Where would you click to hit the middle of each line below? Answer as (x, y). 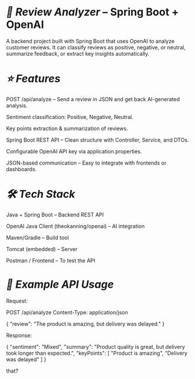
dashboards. (22, 169)
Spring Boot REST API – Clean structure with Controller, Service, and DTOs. (97, 140)
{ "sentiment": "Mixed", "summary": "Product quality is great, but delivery (95, 346)
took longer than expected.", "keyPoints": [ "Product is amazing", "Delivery (97, 353)
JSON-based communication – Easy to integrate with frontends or (86, 163)
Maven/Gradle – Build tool (38, 237)
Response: (19, 335)
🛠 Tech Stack (41, 194)
